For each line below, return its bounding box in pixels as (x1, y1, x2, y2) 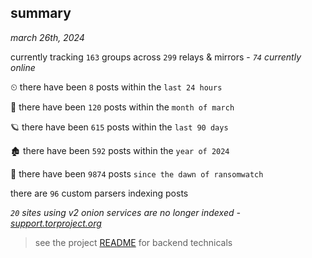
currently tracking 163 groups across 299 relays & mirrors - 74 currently (10, 51, 302, 63)
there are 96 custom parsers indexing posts (10, 187, 189, 199)
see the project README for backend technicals (34, 236, 233, 248)
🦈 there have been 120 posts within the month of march (10, 101, 235, 113)
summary (10, 5, 72, 22)
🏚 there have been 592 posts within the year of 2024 (10, 144, 230, 156)
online (10, 61, 36, 73)
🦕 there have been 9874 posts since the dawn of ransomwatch (10, 167, 264, 180)
